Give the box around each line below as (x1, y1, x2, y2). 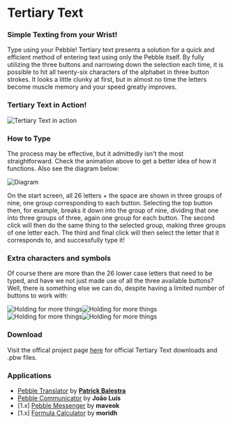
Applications (7, 370, 52, 380)
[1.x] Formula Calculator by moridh (17, 409, 118, 417)
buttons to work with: (7, 291, 68, 300)
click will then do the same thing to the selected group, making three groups (7, 221, 226, 230)
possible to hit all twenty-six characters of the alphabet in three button (7, 68, 209, 76)
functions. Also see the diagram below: (7, 164, 120, 173)
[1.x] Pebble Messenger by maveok (17, 401, 120, 409)
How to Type (7, 133, 51, 143)
